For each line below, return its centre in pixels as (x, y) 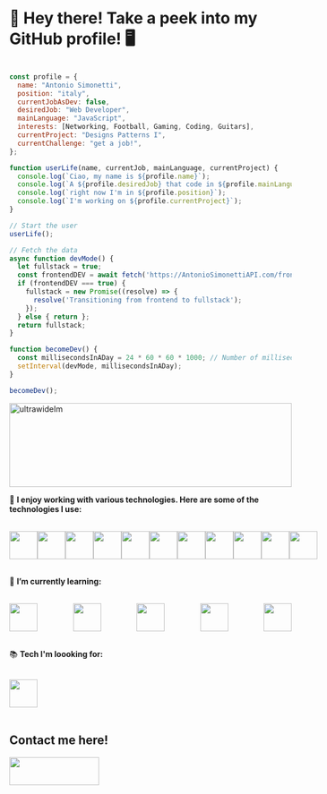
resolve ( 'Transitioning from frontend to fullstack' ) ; (138, 300)
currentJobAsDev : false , (64, 102)
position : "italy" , (54, 93)
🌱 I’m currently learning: (56, 581)
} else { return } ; (54, 317)
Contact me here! (59, 741)
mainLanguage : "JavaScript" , (72, 119)
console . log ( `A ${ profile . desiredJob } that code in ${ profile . (138, 184)
